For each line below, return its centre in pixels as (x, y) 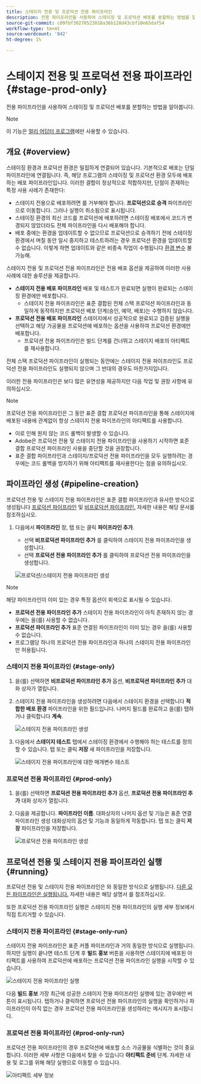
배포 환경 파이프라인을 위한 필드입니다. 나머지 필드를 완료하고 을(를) (104, 709)
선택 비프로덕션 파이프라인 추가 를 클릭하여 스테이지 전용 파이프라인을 (104, 540)
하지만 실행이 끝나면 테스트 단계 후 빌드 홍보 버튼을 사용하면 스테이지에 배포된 (96, 953)
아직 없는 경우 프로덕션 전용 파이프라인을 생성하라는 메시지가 (102, 1008)
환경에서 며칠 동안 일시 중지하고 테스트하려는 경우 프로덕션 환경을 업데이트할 (103, 240)
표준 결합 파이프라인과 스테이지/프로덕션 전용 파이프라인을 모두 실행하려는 (100, 456)
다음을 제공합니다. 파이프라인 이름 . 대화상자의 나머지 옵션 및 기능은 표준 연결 (103, 814)
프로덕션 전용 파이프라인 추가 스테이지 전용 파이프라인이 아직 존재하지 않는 (101, 612)
